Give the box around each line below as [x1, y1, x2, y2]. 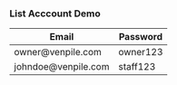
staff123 [117, 61, 156, 73]
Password [118, 31, 163, 43]
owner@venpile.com [14, 46, 103, 59]
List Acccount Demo [9, 7, 102, 20]
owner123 [117, 46, 163, 59]
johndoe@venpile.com [14, 61, 110, 73]
